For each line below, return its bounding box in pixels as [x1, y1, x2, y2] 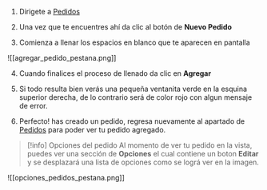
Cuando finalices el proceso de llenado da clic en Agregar [18, 69, 212, 78]
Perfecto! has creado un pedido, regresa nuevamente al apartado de [18, 117, 245, 126]
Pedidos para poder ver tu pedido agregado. [18, 125, 166, 134]
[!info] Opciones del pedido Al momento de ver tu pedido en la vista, [26, 141, 253, 150]
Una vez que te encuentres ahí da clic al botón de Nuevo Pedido [18, 22, 233, 31]
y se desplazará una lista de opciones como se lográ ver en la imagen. [26, 157, 259, 167]
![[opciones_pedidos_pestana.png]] [7, 173, 126, 182]
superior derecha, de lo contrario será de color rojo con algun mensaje [18, 93, 253, 102]
